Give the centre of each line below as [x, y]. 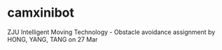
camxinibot [41, 13]
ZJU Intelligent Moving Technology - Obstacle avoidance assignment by [111, 32]
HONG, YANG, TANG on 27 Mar [53, 39]
